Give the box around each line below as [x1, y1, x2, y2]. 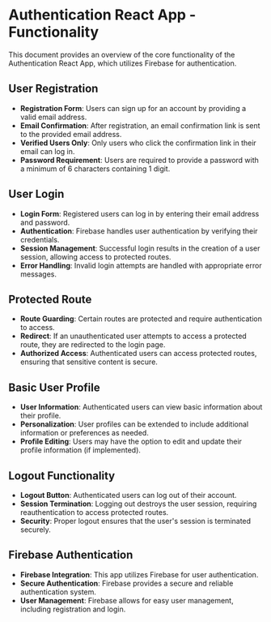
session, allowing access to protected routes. [19, 251, 171, 261]
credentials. [19, 234, 60, 244]
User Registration [8, 82, 99, 96]
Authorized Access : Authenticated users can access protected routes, [19, 349, 257, 358]
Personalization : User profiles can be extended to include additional [19, 419, 249, 429]
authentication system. [19, 586, 97, 597]
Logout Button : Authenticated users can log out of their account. [19, 491, 237, 500]
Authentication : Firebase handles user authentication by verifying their [19, 225, 258, 236]
